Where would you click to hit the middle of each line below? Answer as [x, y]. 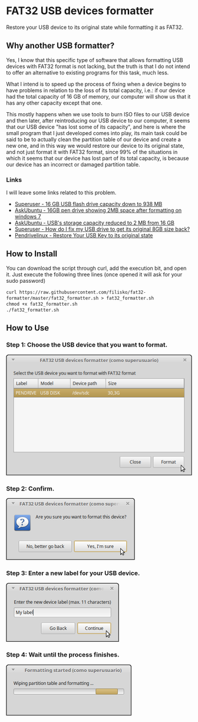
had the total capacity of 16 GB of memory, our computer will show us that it [98, 96]
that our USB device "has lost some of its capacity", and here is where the [96, 127]
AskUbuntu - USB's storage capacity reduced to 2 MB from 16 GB [95, 223]
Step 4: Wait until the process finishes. [63, 655]
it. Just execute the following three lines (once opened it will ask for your [94, 274]
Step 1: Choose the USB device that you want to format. [87, 345]
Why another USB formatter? [60, 46]
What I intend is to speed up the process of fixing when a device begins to [96, 84]
